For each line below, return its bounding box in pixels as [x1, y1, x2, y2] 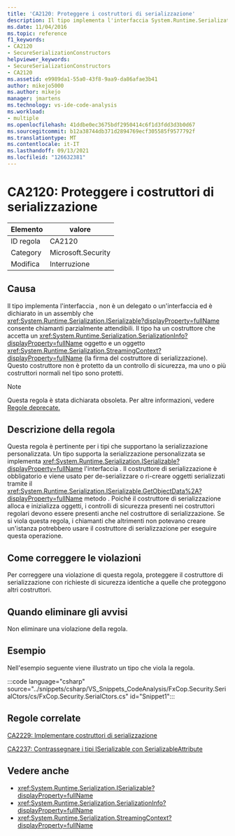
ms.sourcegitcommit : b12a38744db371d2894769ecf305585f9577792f [7, 128, 196, 135]
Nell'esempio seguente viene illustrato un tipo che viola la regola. [7, 663, 195, 672]
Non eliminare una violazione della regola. [7, 625, 128, 633]
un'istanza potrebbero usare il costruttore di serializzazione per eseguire [7, 524, 217, 533]
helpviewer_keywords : [7, 56, 71, 63]
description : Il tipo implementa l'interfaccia [7, 17, 149, 24]
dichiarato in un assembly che [7, 309, 94, 317]
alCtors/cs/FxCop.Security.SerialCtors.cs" [7, 692, 129, 701]
